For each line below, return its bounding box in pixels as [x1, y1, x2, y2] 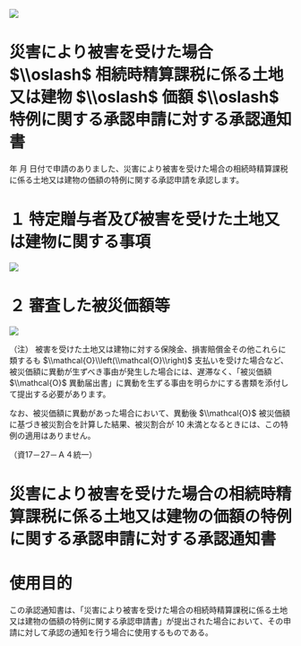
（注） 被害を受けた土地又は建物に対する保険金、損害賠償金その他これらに [9, 344, 287, 354]
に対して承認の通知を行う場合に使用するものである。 [16, 626, 213, 637]
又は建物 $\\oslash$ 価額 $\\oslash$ [9, 87, 279, 108]
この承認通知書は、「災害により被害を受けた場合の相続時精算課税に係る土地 [9, 604, 288, 615]
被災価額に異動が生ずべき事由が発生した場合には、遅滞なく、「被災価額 [9, 366, 272, 377]
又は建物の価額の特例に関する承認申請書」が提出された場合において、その [9, 615, 284, 626]
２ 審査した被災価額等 [9, 296, 170, 316]
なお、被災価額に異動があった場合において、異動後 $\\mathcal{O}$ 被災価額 [9, 407, 291, 418]
